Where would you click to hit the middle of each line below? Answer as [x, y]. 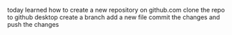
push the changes [33, 24]
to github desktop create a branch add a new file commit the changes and [114, 17]
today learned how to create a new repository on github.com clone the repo [116, 10]
